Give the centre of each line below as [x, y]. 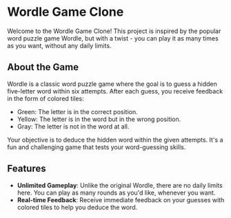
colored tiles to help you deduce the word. [77, 207]
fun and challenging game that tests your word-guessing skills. [97, 147]
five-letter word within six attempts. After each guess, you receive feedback [115, 91]
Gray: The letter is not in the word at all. [73, 126]
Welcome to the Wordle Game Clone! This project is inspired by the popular [114, 31]
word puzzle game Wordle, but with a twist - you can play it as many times [113, 38]
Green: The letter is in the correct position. [77, 111]
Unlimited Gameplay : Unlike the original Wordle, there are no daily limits [120, 185]
